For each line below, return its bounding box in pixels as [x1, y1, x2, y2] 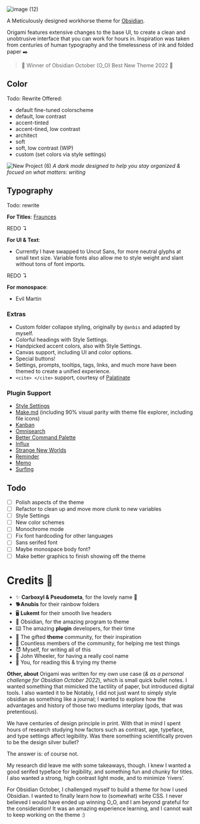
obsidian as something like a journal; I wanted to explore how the [7, 695, 166, 703]
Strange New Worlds [15, 447, 67, 454]
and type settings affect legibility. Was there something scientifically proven [7, 732, 193, 739]
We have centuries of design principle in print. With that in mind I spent [7, 719, 181, 726]
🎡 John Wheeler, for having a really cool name [15, 652, 129, 659]
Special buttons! [15, 355, 56, 362]
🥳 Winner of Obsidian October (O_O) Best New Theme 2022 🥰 [21, 62, 173, 68]
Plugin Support [7, 389, 51, 397]
